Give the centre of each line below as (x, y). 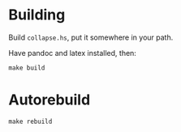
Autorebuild (50, 100)
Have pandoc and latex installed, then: (72, 53)
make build (27, 68)
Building (37, 15)
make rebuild (30, 121)
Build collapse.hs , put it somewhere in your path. (91, 37)
